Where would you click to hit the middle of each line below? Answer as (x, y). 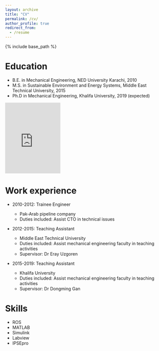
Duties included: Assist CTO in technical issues (67, 219)
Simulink (21, 332)
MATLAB (21, 327)
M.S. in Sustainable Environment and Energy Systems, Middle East (79, 85)
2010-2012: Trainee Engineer (41, 204)
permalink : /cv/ (22, 19)
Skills (16, 309)
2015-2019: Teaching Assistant (43, 263)
